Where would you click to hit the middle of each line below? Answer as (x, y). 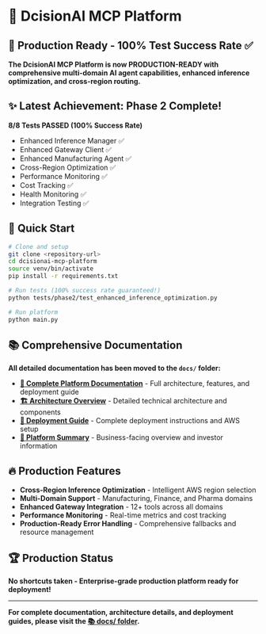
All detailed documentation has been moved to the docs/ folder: (114, 369)
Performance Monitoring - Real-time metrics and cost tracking (123, 515)
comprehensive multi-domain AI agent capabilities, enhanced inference (129, 73)
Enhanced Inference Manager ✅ (72, 140)
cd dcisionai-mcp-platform (53, 262)
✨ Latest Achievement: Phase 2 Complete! (115, 106)
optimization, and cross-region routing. (74, 81)
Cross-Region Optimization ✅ (68, 167)
